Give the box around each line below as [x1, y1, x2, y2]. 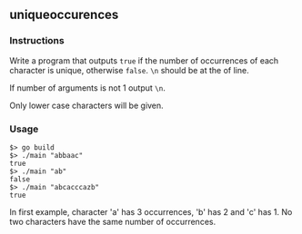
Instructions [9, 34, 65, 47]
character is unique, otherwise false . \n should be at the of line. [9, 64, 249, 75]
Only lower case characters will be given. [9, 100, 164, 111]
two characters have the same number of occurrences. [9, 216, 216, 227]
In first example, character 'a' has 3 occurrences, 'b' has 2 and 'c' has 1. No [9, 206, 293, 217]
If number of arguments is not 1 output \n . [9, 82, 166, 93]
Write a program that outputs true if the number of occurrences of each [9, 54, 279, 66]
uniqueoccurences [9, 7, 119, 23]
